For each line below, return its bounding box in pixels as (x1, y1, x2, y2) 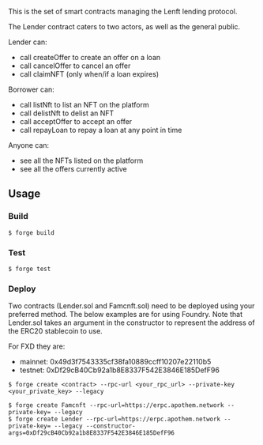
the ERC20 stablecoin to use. (8, 326, 103, 336)
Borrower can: (8, 85, 55, 94)
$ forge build (8, 228, 55, 236)
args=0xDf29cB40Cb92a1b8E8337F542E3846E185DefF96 (8, 429, 175, 437)
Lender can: (8, 37, 47, 47)
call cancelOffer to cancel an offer (19, 61, 131, 70)
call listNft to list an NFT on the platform (19, 100, 149, 109)
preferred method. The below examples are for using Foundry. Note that (8, 310, 243, 319)
